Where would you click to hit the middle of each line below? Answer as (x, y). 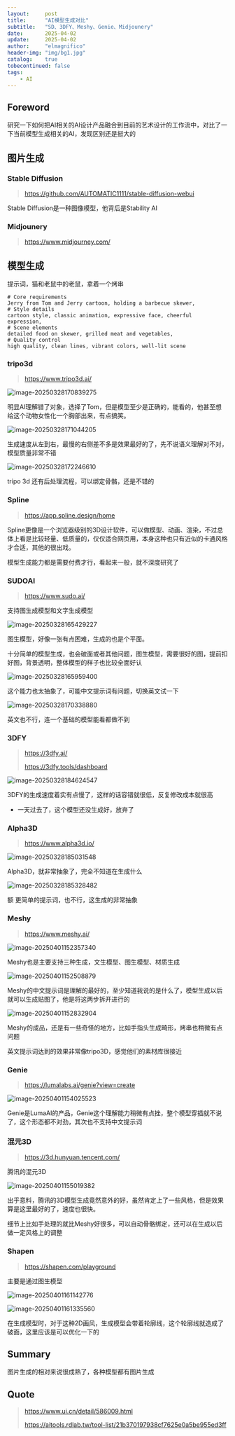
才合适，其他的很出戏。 (41, 547)
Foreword (29, 107)
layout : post (33, 14)
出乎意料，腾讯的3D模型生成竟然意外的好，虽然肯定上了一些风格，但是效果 (115, 1200)
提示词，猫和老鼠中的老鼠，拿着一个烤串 (65, 284)
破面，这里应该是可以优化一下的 (53, 1332)
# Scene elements (33, 327)
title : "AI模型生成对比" (48, 20)
